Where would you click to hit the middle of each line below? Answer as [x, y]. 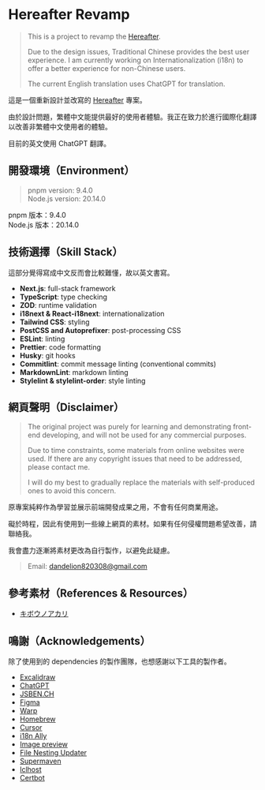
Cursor [31, 727]
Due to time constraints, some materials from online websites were [136, 451]
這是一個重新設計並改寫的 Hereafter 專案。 [78, 99]
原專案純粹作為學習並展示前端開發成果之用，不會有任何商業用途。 [115, 507]
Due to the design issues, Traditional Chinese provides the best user [138, 51]
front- [242, 427]
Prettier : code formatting [60, 347]
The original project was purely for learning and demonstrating [129, 427]
